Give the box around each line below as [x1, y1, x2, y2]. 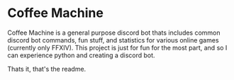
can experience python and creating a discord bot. [7, 51, 155, 59]
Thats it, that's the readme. [7, 64, 87, 73]
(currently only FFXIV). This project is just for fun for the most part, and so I [7, 43, 228, 52]
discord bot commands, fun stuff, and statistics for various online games [7, 35, 219, 44]
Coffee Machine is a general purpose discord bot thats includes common [7, 28, 221, 37]
